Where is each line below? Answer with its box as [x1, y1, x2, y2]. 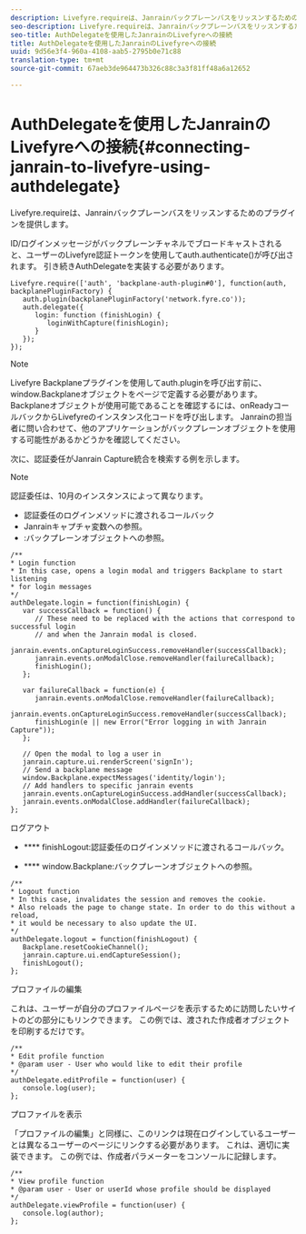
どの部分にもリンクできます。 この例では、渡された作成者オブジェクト [25, 1014, 291, 1025]
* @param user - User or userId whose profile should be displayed [10, 1184, 271, 1194]
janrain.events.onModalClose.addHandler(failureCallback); [22, 797, 251, 806]
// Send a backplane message [22, 765, 133, 774]
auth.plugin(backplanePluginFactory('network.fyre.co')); [22, 295, 247, 304]
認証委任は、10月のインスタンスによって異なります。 [10, 490, 208, 501]
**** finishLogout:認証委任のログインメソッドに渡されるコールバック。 [23, 841, 290, 852]
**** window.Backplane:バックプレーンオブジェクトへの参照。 [23, 860, 258, 871]
